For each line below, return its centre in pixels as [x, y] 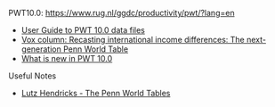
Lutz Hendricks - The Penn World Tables [96, 93]
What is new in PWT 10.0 [67, 58]
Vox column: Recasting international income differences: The [133, 40]
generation [41, 49]
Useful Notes [32, 76]
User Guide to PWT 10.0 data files [83, 30]
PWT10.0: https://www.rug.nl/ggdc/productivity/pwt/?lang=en [121, 13]
